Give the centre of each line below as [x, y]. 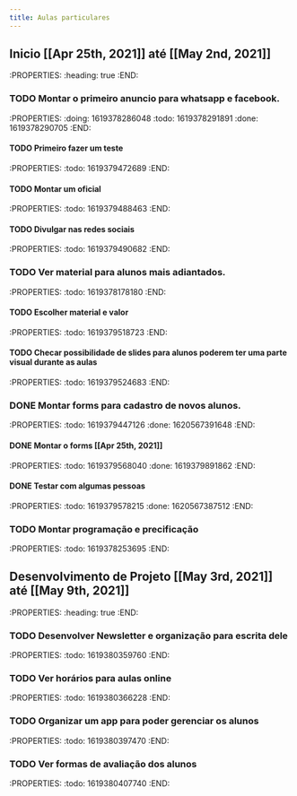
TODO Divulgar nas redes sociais [72, 229]
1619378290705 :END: [50, 127]
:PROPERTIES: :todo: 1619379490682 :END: [90, 249]
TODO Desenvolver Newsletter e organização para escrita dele [149, 636]
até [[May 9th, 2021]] [70, 591]
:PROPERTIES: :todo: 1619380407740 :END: [90, 783]
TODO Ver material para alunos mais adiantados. [118, 273]
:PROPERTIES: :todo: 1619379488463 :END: [90, 209]
